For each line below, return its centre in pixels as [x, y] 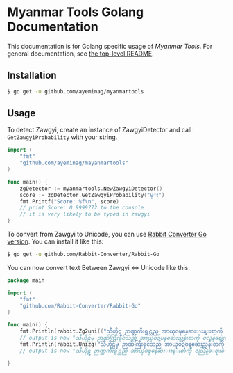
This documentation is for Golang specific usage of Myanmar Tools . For [110, 46]
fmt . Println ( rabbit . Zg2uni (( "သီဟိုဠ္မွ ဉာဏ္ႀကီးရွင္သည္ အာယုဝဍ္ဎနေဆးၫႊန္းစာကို [121, 331]
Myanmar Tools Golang [76, 12]
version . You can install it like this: [55, 241]
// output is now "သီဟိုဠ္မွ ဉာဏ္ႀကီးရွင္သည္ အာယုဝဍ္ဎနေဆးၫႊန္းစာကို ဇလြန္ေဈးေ [123, 351]
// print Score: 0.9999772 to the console [82, 208]
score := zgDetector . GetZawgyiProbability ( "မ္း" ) [92, 195]
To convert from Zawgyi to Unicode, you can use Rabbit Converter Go [107, 235]
